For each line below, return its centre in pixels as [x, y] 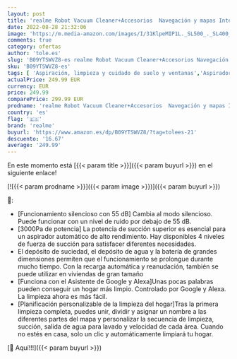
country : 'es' [28, 112]
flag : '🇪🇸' [25, 119]
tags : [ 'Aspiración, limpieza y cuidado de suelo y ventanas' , [104, 73]
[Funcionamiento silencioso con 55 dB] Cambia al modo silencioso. [115, 214]
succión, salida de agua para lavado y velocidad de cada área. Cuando [120, 326]
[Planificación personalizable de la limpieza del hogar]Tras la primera [118, 304]
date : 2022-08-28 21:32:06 [47, 27]
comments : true [30, 40]
